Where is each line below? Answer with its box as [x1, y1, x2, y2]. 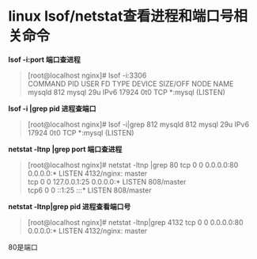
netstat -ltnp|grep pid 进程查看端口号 [8, 201, 131, 211]
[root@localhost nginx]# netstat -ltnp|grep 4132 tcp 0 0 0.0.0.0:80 [27, 217, 244, 227]
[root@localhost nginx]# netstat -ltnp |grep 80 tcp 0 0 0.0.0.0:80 [27, 160, 239, 169]
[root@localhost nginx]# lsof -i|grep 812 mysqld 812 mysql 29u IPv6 [27, 120, 250, 129]
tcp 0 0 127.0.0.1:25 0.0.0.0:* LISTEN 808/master [27, 177, 187, 186]
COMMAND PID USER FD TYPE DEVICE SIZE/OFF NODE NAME [27, 78, 234, 88]
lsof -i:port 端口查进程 [8, 55, 81, 64]
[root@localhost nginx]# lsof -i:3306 [27, 70, 147, 80]
